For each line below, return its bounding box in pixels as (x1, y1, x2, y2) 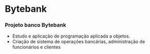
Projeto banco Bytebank (5, 22, 66, 29)
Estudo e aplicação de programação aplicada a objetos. (12, 33, 130, 39)
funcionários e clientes (12, 44, 61, 50)
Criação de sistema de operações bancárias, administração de (12, 39, 145, 45)
